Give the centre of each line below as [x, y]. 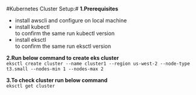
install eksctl [30, 40]
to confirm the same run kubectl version [65, 33]
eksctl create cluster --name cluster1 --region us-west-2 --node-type [98, 64]
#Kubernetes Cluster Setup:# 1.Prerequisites [62, 9]
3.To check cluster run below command [57, 80]
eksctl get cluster [31, 86]
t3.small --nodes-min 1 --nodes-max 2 [55, 69]
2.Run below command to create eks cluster [63, 58]
